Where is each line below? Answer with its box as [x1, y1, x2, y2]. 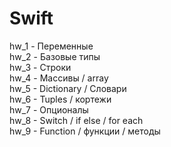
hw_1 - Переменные [9, 40, 94, 52]
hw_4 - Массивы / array [9, 72, 109, 84]
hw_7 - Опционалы [9, 103, 89, 116]
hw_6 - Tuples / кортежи [9, 93, 112, 105]
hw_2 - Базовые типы [9, 50, 101, 62]
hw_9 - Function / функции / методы [9, 125, 161, 137]
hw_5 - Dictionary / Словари [9, 82, 127, 94]
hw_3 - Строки [9, 61, 72, 73]
